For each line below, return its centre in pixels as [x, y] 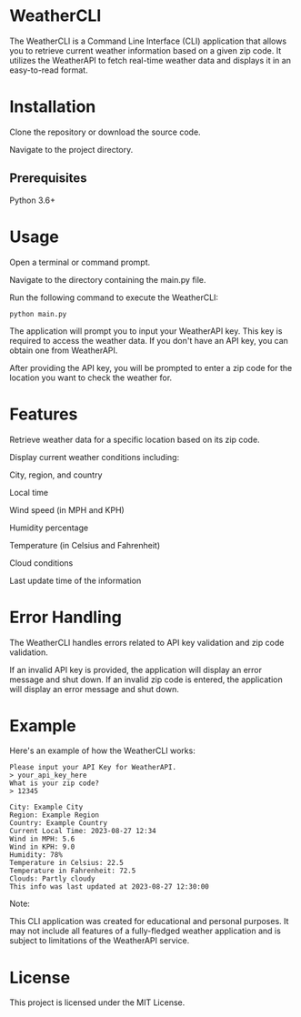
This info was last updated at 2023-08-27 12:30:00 [109, 887]
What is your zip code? [55, 783]
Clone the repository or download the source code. [105, 132]
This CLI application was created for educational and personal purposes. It [149, 921]
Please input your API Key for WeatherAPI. [93, 768]
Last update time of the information [75, 580]
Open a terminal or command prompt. [80, 262]
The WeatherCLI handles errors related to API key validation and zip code [147, 642]
